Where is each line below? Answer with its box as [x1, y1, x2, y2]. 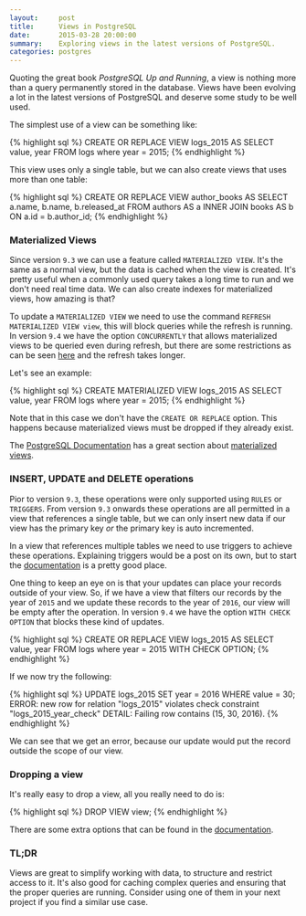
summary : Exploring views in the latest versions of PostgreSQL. [9, 38, 276, 48]
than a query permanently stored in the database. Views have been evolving [9, 82, 297, 93]
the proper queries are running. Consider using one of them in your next [9, 887, 281, 898]
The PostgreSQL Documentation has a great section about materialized [9, 440, 278, 451]
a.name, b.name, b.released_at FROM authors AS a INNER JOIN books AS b [9, 202, 294, 213]
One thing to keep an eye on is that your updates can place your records [9, 577, 282, 588]
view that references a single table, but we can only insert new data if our [9, 512, 286, 523]
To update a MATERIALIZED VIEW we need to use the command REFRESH [9, 311, 271, 322]
